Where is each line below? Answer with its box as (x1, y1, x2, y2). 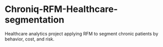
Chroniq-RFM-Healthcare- (5, 3, 118, 15)
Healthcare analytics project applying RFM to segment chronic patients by (5, 30, 158, 36)
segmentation (5, 14, 64, 25)
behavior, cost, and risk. (5, 36, 55, 42)
